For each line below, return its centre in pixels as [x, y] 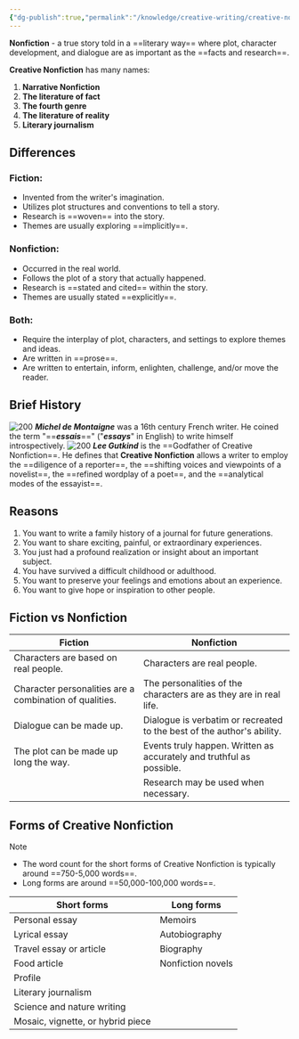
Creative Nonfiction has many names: [80, 70]
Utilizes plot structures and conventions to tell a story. [121, 207]
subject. [37, 561]
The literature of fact [61, 96]
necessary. [166, 794]
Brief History [45, 405]
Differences [43, 153]
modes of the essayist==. [56, 483]
